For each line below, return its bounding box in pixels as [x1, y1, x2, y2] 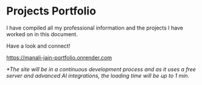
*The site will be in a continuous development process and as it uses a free [6, 65, 197, 73]
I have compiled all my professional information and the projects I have [6, 24, 184, 31]
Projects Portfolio [6, 4, 96, 18]
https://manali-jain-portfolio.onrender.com [6, 54, 113, 61]
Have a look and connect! [6, 42, 71, 49]
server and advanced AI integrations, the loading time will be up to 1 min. [6, 72, 190, 79]
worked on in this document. [6, 30, 78, 37]
